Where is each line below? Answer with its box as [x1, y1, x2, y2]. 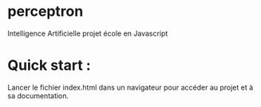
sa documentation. [7, 90, 69, 101]
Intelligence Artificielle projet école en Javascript [7, 29, 168, 38]
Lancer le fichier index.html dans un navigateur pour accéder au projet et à [7, 82, 254, 92]
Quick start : [7, 56, 91, 75]
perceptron [7, 2, 84, 21]
